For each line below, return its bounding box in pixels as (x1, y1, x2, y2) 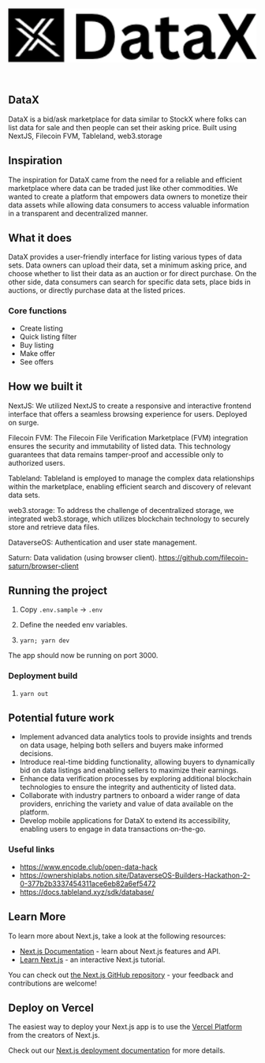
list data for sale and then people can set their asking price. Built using (8, 122, 237, 132)
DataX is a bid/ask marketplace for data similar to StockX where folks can (8, 114, 247, 124)
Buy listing (19, 340, 54, 350)
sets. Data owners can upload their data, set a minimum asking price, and (8, 260, 247, 270)
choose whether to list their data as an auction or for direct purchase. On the (8, 269, 257, 279)
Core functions (8, 305, 67, 316)
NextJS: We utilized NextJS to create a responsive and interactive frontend (8, 401, 252, 410)
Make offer (19, 348, 56, 358)
